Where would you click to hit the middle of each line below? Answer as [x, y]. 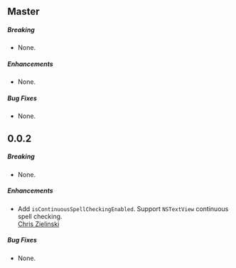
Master [24, 12]
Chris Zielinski [38, 224]
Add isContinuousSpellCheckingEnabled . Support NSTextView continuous [123, 208]
